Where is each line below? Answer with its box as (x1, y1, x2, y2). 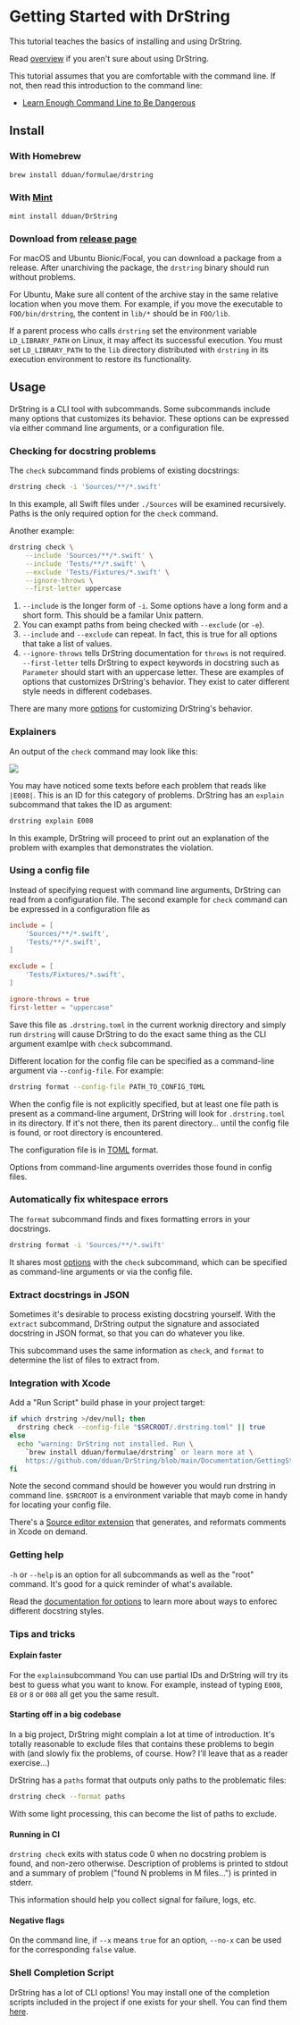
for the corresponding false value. (9, 1945, 137, 1955)
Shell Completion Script (9, 1967, 114, 1979)
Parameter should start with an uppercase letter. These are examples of (21, 667, 284, 678)
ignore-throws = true (9, 994, 90, 1003)
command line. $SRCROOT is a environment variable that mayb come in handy (9, 1490, 288, 1501)
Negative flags (9, 1915, 65, 1926)
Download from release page (9, 232, 137, 245)
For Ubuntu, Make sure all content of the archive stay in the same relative (9, 289, 279, 300)
